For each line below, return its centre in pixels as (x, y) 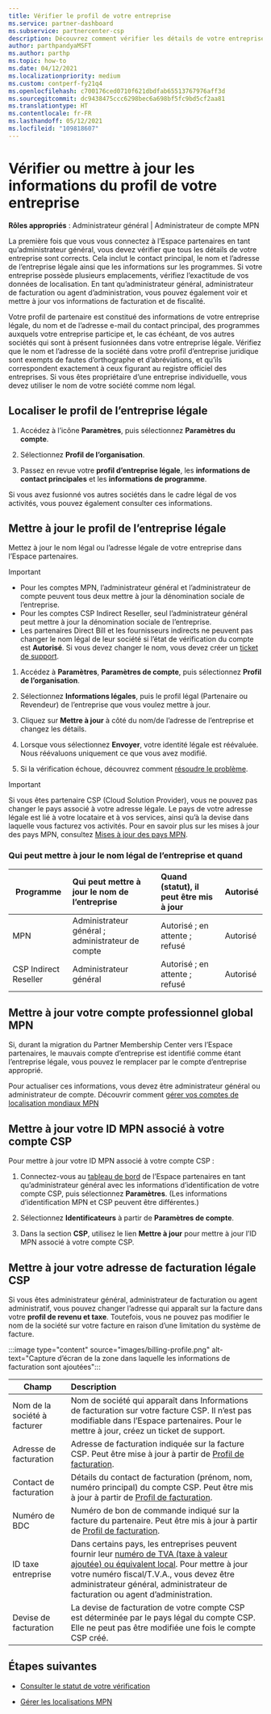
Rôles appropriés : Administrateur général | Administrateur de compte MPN (134, 225)
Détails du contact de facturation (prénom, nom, (161, 1477)
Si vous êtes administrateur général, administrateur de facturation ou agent (133, 1300)
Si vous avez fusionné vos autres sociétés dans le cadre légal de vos (123, 495)
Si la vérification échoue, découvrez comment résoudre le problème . (134, 769)
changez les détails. (53, 729)
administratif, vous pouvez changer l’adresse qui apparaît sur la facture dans (135, 1308)
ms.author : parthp (39, 53)
